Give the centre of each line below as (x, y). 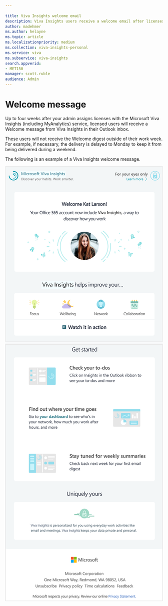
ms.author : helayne (25, 32)
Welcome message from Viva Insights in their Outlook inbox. (67, 129)
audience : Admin (22, 79)
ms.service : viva (23, 53)
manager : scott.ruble (28, 74)
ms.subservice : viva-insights (37, 58)
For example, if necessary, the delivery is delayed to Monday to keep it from (83, 144)
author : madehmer (23, 27)
